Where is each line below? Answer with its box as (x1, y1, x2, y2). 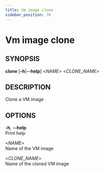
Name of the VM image (5, 145, 54, 152)
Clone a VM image (5, 96, 44, 103)
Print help (5, 130, 25, 136)
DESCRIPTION (5, 83, 51, 91)
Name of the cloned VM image (5, 161, 70, 167)
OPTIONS (5, 111, 36, 120)
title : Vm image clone (5, 7, 53, 13)
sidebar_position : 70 (5, 12, 51, 17)
